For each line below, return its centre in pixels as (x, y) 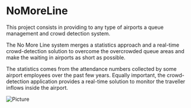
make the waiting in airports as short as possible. (66, 57)
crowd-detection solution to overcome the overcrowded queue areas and (95, 51)
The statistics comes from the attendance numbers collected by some (91, 68)
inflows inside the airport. (37, 87)
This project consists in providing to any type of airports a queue (85, 27)
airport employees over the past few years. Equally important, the (86, 75)
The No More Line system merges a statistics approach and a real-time (93, 45)
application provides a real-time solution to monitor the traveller (108, 81)
